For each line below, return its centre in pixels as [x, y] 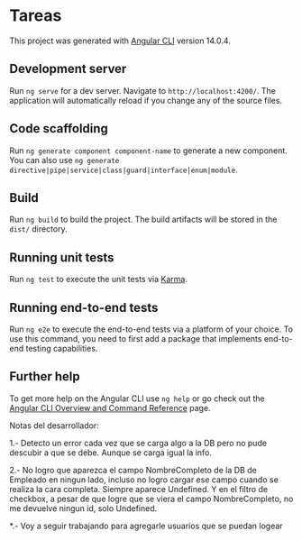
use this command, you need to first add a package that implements [136, 339]
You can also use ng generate [64, 160]
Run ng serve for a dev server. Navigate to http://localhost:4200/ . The [143, 90]
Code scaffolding [59, 128]
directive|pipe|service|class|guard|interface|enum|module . [124, 169]
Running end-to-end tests [84, 307]
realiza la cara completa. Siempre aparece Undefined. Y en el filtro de [139, 489]
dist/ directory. [38, 229]
